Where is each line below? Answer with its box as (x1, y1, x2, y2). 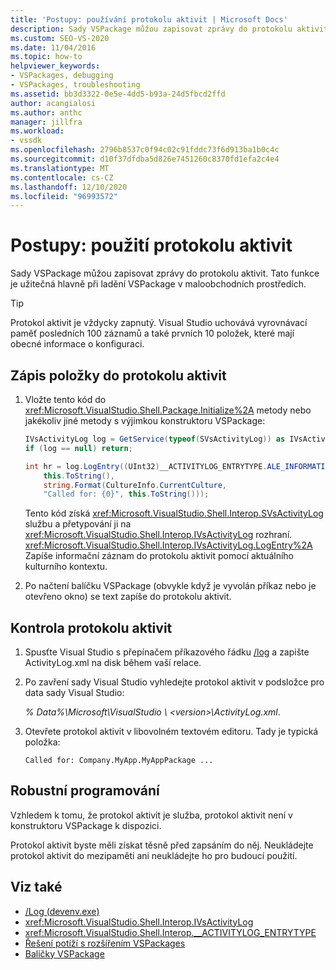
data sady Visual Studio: (24, 687, 125, 699)
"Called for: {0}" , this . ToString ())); (43, 489, 210, 500)
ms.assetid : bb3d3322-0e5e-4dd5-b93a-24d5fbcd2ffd (10, 89, 226, 99)
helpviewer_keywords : (10, 61, 101, 71)
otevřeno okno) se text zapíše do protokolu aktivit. (24, 591, 232, 603)
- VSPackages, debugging (10, 71, 114, 81)
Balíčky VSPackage (24, 947, 105, 960)
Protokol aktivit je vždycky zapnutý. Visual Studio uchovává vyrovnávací (10, 317, 308, 329)
